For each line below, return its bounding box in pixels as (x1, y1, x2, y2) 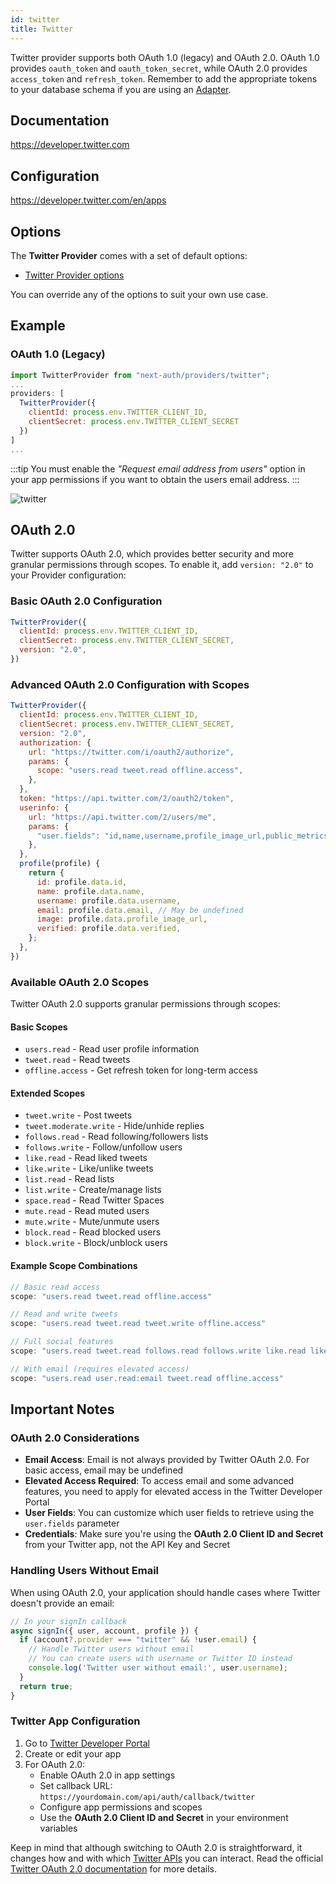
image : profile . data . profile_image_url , (36, 914, 208, 925)
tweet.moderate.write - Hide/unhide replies (24, 1120, 205, 1132)
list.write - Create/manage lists (24, 1184, 162, 1196)
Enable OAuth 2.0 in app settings (39, 1769, 176, 1781)
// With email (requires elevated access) (10, 1364, 190, 1374)
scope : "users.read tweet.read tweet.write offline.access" (10, 1319, 267, 1329)
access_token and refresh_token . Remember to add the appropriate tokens (10, 72, 318, 85)
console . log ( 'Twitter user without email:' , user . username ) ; (28, 1663, 288, 1673)
